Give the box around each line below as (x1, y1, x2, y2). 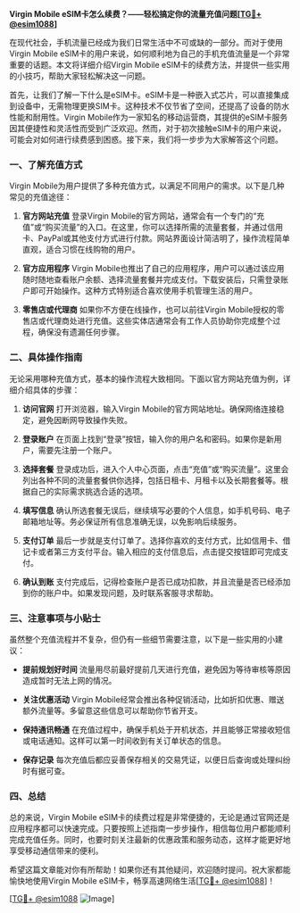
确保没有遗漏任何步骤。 (37, 327, 125, 337)
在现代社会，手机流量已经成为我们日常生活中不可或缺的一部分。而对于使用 (9, 37, 283, 47)
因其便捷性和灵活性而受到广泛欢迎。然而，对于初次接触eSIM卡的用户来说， (9, 123, 287, 133)
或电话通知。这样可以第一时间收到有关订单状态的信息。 (21, 735, 226, 746)
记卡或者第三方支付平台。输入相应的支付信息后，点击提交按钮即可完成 (21, 546, 281, 557)
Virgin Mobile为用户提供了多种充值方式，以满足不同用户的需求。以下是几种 (9, 180, 285, 191)
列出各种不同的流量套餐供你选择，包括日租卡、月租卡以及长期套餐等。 (21, 475, 281, 486)
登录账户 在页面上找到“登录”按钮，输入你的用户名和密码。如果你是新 (21, 433, 275, 444)
